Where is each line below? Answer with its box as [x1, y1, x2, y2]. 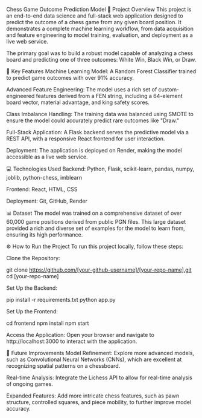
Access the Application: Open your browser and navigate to [6, 331, 155, 338]
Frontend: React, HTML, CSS [6, 186, 78, 193]
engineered [6, 93, 35, 99]
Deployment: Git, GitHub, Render [6, 197, 87, 204]
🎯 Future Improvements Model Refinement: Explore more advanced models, [6, 350, 195, 356]
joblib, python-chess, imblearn [6, 174, 83, 181]
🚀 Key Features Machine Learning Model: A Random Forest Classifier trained [6, 68, 197, 75]
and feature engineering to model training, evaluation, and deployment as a [6, 31, 193, 39]
